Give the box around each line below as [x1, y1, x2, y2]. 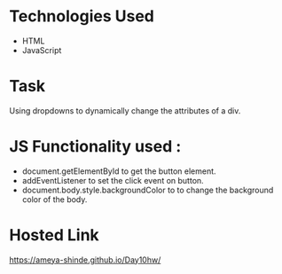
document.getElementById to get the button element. [21, 166, 216, 176]
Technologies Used [9, 6, 155, 27]
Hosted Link [9, 225, 99, 245]
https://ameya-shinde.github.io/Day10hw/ [9, 254, 161, 265]
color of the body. [21, 193, 88, 205]
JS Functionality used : [9, 137, 182, 157]
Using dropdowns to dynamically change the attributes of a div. [9, 105, 241, 116]
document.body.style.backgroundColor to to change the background [21, 184, 274, 195]
